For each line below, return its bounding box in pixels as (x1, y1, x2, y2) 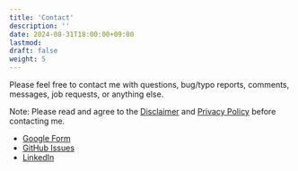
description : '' (9, 21, 70, 30)
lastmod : (9, 38, 42, 47)
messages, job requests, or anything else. (9, 89, 164, 99)
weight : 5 (9, 55, 47, 64)
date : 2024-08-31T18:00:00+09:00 (9, 30, 135, 38)
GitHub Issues (22, 142, 74, 153)
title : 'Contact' (9, 13, 74, 22)
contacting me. (9, 115, 66, 126)
